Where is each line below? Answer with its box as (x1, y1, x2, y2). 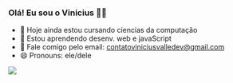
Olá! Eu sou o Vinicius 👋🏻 (8, 7, 108, 18)
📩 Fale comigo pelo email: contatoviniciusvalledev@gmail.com (19, 42, 225, 52)
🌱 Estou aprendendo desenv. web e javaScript (19, 34, 172, 43)
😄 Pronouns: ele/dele (19, 51, 92, 61)
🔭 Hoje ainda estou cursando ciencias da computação (19, 26, 198, 35)
